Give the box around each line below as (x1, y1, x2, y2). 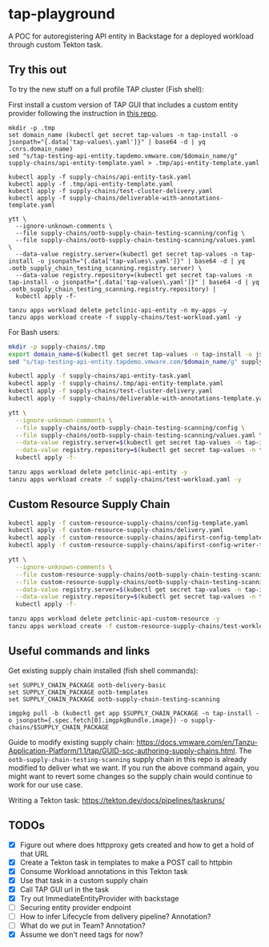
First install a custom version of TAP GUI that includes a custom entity (8, 99, 239, 109)
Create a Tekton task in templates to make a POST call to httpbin (19, 857, 233, 867)
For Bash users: (8, 327, 60, 336)
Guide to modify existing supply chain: (8, 737, 135, 747)
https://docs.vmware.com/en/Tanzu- (136, 737, 258, 747)
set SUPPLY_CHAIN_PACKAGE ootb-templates (8, 688, 149, 696)
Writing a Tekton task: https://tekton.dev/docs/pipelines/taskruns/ (8, 795, 226, 805)
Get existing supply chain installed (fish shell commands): (8, 666, 199, 675)
